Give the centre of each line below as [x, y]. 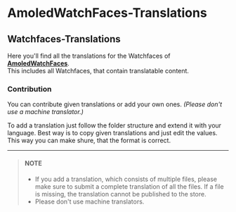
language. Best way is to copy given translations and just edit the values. [112, 133]
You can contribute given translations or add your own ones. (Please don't [115, 104]
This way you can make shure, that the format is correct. [89, 141]
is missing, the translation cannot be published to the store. [120, 194]
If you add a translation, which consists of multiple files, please [126, 179]
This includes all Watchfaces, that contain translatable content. [98, 71]
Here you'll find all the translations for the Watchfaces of [89, 56]
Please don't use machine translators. [90, 201]
